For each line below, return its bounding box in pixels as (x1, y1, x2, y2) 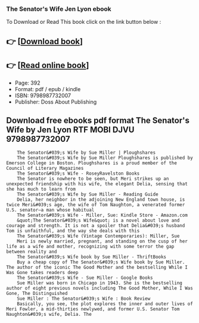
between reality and (6, 249, 58, 255)
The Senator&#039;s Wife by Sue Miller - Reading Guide (17, 191, 159, 198)
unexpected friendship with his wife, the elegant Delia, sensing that (6, 181, 188, 187)
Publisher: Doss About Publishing (14, 98, 97, 105)
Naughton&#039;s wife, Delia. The (6, 312, 92, 318)
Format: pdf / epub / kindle (14, 85, 81, 92)
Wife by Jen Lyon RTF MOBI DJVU (6, 125, 135, 135)
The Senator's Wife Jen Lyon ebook (6, 5, 111, 13)
